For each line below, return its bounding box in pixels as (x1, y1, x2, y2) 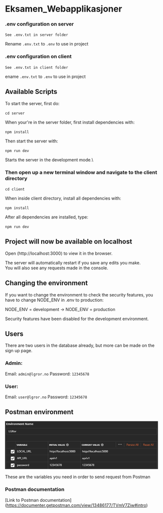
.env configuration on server (5, 21, 74, 28)
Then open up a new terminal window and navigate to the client (5, 169, 158, 175)
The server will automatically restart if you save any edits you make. (5, 260, 141, 265)
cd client (5, 187, 25, 192)
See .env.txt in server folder (5, 32, 68, 37)
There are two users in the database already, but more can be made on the (5, 342, 155, 348)
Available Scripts (5, 88, 57, 96)
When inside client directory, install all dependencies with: (5, 195, 121, 201)
